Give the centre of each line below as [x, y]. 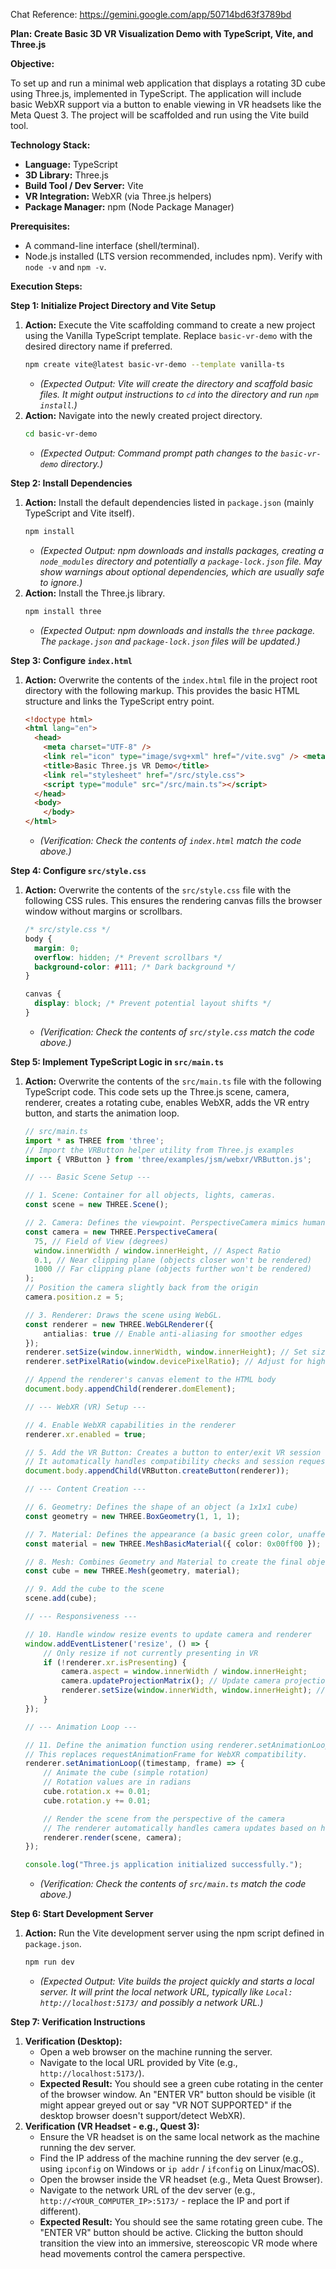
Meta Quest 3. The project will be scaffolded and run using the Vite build [160, 115]
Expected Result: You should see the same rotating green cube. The [181, 2222]
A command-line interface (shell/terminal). [112, 245]
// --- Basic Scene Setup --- [88, 1177]
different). [60, 2211]
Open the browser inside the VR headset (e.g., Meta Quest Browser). [181, 2179]
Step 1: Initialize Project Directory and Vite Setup [113, 305]
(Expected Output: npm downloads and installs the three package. [177, 630]
